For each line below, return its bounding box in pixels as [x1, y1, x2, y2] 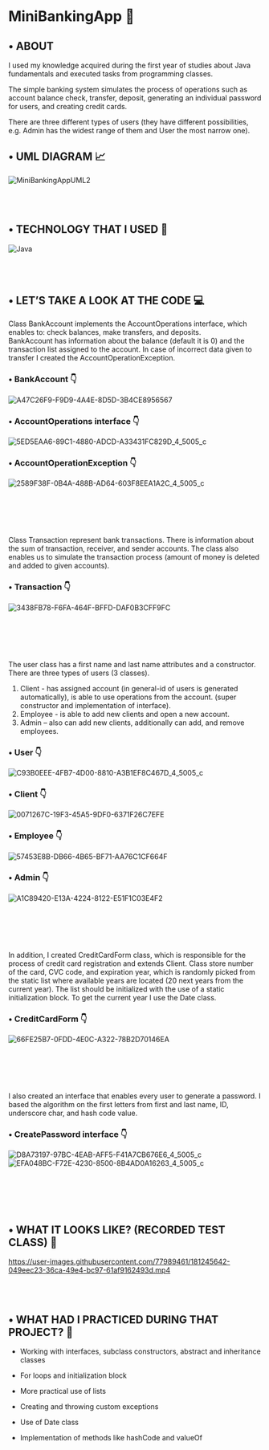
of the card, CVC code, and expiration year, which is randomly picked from [8, 967, 255, 976]
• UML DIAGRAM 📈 [8, 150, 106, 164]
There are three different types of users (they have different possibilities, [8, 117, 249, 127]
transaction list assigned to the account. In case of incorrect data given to [8, 344, 253, 354]
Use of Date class [19, 1417, 79, 1428]
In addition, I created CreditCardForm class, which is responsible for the [8, 950, 247, 959]
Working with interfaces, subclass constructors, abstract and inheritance [19, 1346, 261, 1356]
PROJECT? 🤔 [8, 1325, 74, 1339]
